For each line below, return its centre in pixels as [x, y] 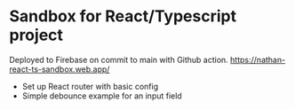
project [36, 35]
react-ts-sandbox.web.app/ [60, 69]
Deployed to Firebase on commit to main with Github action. [119, 59]
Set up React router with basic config [90, 86]
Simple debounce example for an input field [102, 96]
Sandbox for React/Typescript [123, 16]
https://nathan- [258, 59]
